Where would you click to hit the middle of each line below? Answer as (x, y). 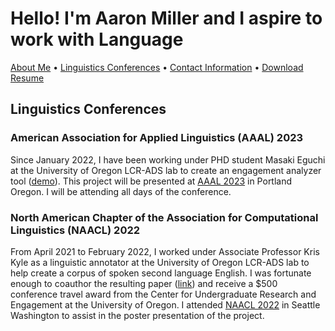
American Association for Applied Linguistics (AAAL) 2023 (157, 138)
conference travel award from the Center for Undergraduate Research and (163, 294)
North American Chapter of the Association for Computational (164, 217)
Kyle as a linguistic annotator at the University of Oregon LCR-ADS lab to (160, 262)
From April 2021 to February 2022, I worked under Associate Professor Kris (165, 251)
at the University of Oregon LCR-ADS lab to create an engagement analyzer (166, 170)
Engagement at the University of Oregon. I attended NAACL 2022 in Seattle (165, 304)
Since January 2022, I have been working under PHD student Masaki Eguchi (168, 159)
